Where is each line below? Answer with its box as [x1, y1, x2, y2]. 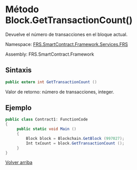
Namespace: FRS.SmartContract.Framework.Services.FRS [5, 41, 128, 47]
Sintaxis [5, 66, 32, 75]
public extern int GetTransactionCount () [5, 79, 97, 85]
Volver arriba [5, 159, 33, 165]
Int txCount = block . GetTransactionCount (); [26, 140, 125, 146]
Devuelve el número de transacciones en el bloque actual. [5, 31, 128, 37]
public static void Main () [16, 127, 77, 132]
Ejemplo [5, 104, 32, 112]
